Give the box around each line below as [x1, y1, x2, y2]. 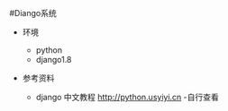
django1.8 [35, 55, 72, 64]
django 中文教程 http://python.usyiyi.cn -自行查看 [35, 92, 219, 102]
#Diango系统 [9, 8, 57, 18]
